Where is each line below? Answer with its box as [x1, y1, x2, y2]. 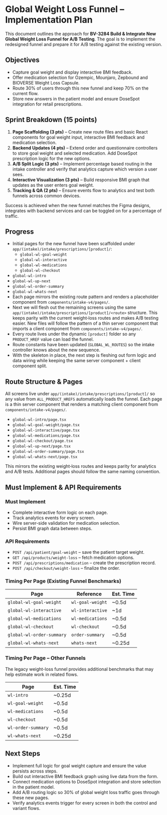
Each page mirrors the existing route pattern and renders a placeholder [12, 294, 159, 300]
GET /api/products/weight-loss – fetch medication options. [12, 554, 135, 561]
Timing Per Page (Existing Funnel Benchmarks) [5, 578, 122, 585]
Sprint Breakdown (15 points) [5, 116, 97, 124]
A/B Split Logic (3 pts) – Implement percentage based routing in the [12, 161, 153, 167]
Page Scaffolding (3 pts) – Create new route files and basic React [12, 129, 148, 135]
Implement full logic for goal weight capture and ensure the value [12, 762, 147, 768]
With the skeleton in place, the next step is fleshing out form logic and [12, 352, 156, 358]
